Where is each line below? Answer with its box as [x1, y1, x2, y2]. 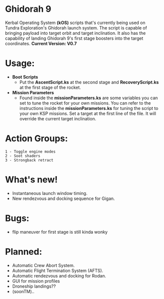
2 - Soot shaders [5, 153, 41, 158]
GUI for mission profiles [12, 278, 60, 284]
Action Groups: [5, 133, 68, 144]
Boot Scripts [12, 74, 38, 80]
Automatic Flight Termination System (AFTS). [12, 268, 104, 273]
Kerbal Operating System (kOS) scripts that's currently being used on [5, 20, 145, 26]
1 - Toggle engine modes [5, 149, 56, 154]
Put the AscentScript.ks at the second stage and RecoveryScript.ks [19, 79, 159, 85]
